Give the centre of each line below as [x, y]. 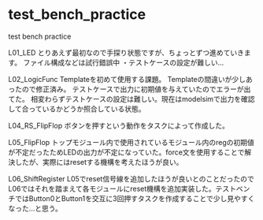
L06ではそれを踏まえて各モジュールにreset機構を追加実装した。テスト [122, 188]
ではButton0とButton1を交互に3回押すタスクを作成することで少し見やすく [135, 198]
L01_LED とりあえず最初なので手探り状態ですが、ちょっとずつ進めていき [126, 52]
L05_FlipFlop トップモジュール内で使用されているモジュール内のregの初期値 [131, 142]
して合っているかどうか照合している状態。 [77, 109]
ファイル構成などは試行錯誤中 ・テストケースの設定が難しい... [124, 62]
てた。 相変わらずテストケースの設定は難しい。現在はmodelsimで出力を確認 [131, 99]
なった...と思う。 [35, 208]
